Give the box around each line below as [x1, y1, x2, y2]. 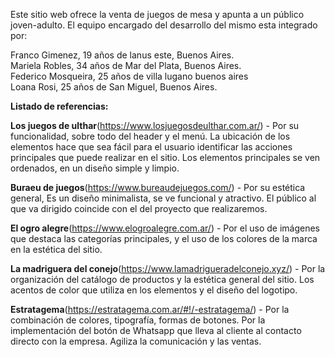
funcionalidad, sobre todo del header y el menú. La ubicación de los [10, 130, 291, 142]
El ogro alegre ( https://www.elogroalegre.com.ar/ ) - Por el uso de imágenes [10, 222, 321, 234]
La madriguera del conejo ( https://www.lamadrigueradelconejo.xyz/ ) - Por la [10, 263, 326, 274]
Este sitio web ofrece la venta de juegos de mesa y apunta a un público [10, 9, 305, 20]
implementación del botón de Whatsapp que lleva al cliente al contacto [10, 325, 302, 336]
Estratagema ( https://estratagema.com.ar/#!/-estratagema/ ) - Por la [10, 304, 290, 315]
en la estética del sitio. [10, 244, 103, 255]
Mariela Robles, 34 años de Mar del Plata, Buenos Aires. [10, 60, 242, 71]
